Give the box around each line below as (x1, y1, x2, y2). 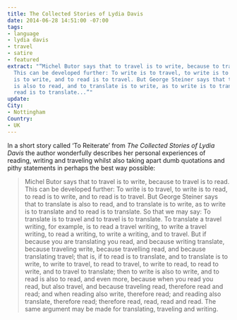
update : (7, 96, 30, 103)
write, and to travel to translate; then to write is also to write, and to (24, 267, 220, 276)
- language (7, 30, 39, 37)
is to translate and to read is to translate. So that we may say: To (24, 207, 212, 216)
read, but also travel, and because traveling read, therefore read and (24, 282, 224, 290)
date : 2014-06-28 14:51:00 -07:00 (7, 17, 109, 24)
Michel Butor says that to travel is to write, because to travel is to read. (24, 177, 230, 185)
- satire (7, 50, 33, 57)
